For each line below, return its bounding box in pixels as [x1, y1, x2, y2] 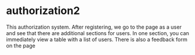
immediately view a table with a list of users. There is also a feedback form [6, 36, 187, 43]
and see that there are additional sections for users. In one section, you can [6, 29, 190, 36]
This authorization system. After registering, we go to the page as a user [6, 23, 182, 30]
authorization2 [6, 4, 81, 18]
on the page [6, 42, 35, 49]
